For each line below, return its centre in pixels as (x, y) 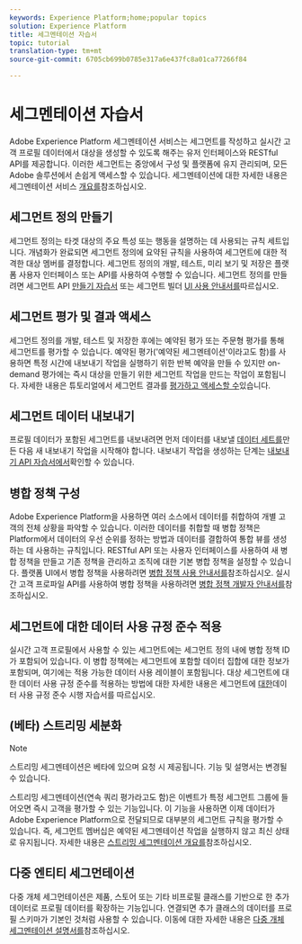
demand (25, 373)
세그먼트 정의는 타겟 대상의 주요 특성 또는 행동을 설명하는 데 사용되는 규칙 (138, 240)
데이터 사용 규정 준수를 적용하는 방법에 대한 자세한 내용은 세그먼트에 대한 (146, 683)
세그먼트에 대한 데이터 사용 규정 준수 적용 (115, 626)
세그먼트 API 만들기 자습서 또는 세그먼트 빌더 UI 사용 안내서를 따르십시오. (152, 285)
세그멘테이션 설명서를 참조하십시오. (70, 930)
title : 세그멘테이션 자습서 (53, 34)
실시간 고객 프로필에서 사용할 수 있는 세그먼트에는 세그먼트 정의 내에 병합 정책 (145, 650)
